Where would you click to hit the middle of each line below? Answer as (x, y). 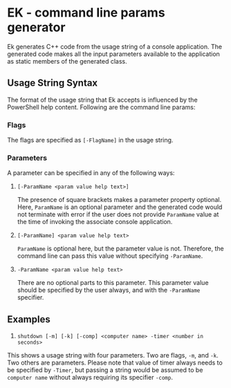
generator (36, 27)
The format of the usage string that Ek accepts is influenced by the (103, 100)
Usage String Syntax (53, 83)
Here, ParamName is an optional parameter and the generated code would (120, 207)
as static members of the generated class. (67, 61)
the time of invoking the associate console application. (95, 222)
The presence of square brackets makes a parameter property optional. (119, 200)
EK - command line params (86, 13)
